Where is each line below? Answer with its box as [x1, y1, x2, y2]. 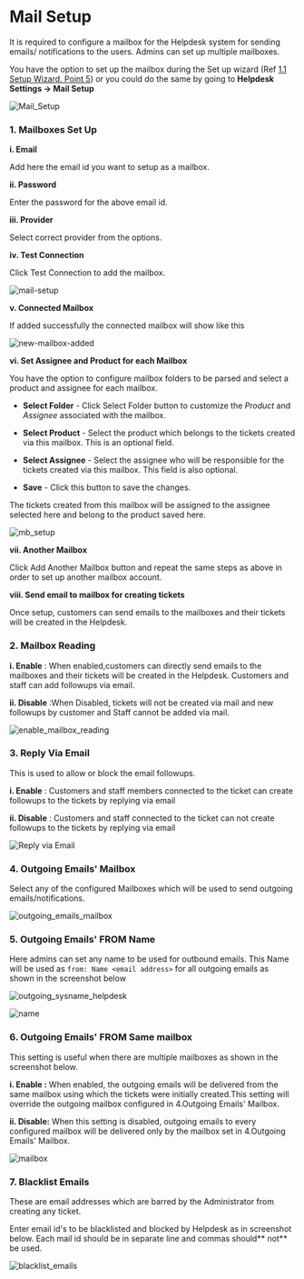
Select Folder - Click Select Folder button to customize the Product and [22, 400, 291, 411]
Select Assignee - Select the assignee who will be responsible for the [22, 455, 285, 465]
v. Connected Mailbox [9, 303, 93, 314]
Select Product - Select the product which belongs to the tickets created [22, 427, 296, 438]
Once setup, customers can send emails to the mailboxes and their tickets [9, 607, 286, 618]
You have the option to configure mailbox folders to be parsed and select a [9, 373, 289, 384]
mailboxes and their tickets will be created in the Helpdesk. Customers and [9, 670, 289, 681]
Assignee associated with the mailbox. [22, 410, 166, 421]
